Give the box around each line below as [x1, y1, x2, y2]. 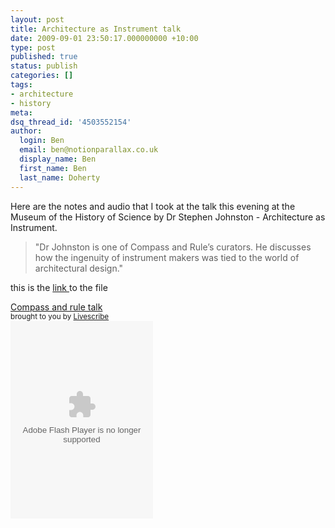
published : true [10, 52, 78, 62]
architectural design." [34, 262, 124, 274]
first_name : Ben [19, 163, 87, 173]
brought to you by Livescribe [10, 311, 110, 321]
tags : [10, 80, 33, 90]
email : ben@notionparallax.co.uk [19, 145, 159, 155]
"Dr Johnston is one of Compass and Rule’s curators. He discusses [34, 241, 312, 253]
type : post [10, 42, 56, 53]
